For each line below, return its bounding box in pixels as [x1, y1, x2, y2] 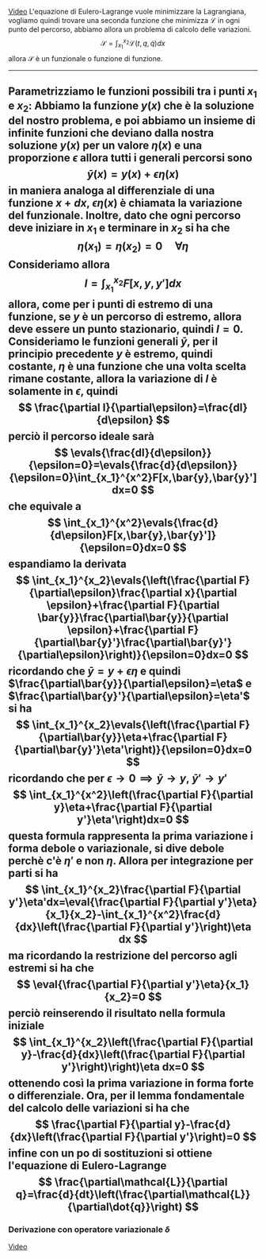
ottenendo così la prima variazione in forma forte [8, 1076, 255, 1090]
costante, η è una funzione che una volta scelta [8, 359, 247, 373]
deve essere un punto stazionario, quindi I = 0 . [8, 322, 244, 336]
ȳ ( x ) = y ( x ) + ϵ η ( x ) [86, 167, 180, 181]
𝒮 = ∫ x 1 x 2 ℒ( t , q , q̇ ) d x [101, 37, 165, 51]
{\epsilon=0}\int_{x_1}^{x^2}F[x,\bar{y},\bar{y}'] [9, 470, 257, 484]
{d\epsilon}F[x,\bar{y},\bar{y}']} [50, 528, 216, 542]
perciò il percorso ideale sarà [8, 429, 154, 443]
